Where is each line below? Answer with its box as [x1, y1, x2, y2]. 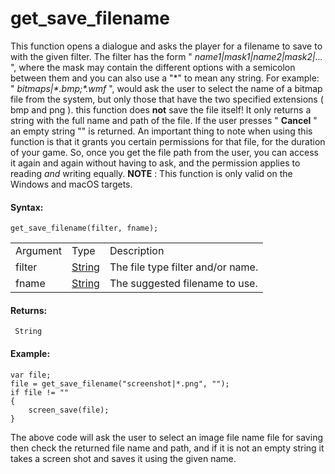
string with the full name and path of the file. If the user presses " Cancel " [10, 114, 318, 126]
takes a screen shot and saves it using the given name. [10, 452, 237, 464]
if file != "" [10, 387, 70, 397]
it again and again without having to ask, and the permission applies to [10, 157, 301, 169]
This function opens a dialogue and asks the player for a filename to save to [10, 40, 323, 52]
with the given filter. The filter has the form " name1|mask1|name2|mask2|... [10, 50, 323, 62]
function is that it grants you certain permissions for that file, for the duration [10, 135, 326, 147]
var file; [10, 370, 52, 380]
